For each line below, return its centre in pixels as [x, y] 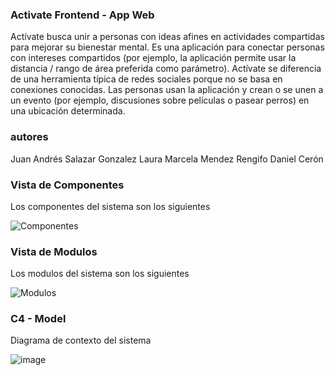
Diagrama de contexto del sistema [81, 340]
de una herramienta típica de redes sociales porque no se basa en [146, 79]
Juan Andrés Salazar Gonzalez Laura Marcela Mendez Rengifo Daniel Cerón [167, 159]
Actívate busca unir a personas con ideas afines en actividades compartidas [167, 37]
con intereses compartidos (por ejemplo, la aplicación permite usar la [153, 58]
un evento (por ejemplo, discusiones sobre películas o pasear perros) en [160, 100]
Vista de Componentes [67, 185]
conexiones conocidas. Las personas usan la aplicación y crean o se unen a [167, 90]
